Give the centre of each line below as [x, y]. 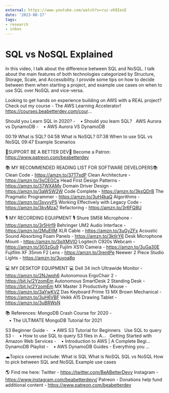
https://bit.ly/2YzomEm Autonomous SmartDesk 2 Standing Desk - [75, 281]
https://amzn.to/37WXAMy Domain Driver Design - [59, 186]
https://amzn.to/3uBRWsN [33, 303]
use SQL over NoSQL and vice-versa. [45, 91]
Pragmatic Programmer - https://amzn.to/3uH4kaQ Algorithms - [73, 197]
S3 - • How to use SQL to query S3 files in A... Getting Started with [79, 336]
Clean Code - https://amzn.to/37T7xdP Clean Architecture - [68, 175]
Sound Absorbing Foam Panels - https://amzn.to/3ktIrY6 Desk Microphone [84, 236]
